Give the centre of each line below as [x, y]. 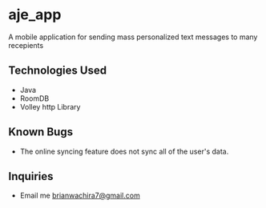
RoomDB [34, 98]
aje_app [35, 15]
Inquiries [31, 176]
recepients [26, 45]
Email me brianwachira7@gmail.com [80, 196]
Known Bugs [41, 132]
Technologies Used [57, 71]
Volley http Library [50, 106]
